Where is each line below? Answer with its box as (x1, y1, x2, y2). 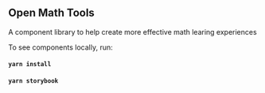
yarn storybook (8, 77, 59, 85)
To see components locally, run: (8, 43, 113, 52)
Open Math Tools (8, 6, 95, 20)
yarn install (8, 61, 52, 69)
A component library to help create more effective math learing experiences (8, 27, 257, 36)
